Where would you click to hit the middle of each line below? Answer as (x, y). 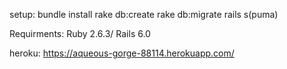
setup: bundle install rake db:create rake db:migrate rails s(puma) (144, 14)
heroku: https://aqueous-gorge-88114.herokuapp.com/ (122, 53)
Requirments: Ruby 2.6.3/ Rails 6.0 (80, 33)
